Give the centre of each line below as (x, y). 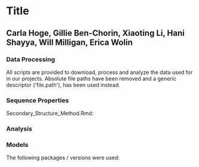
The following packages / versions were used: (63, 158)
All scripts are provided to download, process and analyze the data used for (99, 72)
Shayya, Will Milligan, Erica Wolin (70, 42)
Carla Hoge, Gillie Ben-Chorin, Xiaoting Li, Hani (96, 33)
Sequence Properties (38, 100)
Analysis (19, 129)
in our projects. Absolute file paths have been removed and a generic (91, 78)
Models (17, 145)
